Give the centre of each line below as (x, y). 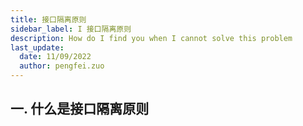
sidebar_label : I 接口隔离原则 (71, 29)
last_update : (37, 47)
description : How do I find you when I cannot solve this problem (151, 38)
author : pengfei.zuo (62, 66)
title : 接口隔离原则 (48, 19)
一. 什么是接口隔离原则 (80, 109)
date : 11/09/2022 (55, 57)
